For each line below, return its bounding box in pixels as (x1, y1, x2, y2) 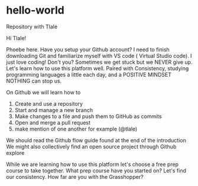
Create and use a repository (14, 100, 83, 107)
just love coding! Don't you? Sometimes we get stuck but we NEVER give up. (6, 58, 193, 66)
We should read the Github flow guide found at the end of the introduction (6, 136, 186, 143)
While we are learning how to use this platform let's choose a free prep (6, 161, 179, 168)
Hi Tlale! (6, 34, 27, 41)
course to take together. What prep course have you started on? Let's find (6, 167, 187, 174)
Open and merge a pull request (14, 119, 90, 126)
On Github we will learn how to (6, 89, 81, 96)
